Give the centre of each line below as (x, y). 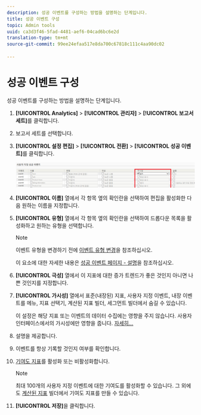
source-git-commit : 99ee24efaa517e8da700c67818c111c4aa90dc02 (86, 44)
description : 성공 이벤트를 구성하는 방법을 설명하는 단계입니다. (77, 13)
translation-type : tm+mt (38, 38)
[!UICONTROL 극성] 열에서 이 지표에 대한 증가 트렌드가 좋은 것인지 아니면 (101, 276)
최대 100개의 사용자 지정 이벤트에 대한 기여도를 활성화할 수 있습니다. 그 (98, 386)
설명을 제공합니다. (36, 336)
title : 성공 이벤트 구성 (33, 19)
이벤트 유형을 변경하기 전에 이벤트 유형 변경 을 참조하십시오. (84, 250)
